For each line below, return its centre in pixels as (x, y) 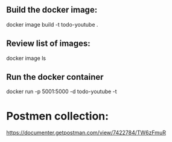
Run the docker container (55, 77)
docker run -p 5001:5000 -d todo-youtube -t (62, 92)
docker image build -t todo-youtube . (52, 24)
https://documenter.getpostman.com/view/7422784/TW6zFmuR (86, 133)
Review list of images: (48, 44)
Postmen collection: (58, 116)
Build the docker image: (52, 10)
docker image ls (26, 58)
